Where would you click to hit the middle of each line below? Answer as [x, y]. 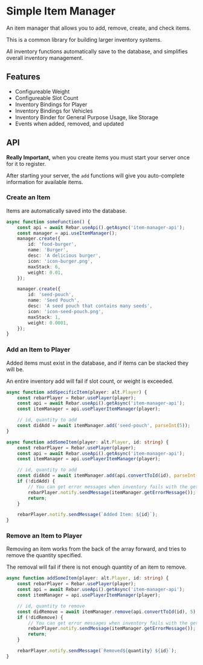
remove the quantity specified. [44, 555]
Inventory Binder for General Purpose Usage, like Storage [86, 117]
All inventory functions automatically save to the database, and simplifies [97, 51]
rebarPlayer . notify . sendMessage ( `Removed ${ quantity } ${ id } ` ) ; [97, 651]
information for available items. [45, 182]
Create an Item [28, 197]
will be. [15, 369]
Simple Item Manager [61, 11]
